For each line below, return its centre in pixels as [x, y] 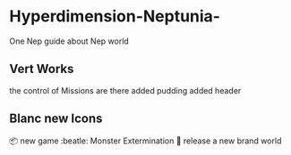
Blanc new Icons [56, 119]
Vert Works [42, 69]
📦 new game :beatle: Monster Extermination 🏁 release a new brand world [145, 141]
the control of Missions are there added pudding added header [125, 90]
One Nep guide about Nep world [69, 41]
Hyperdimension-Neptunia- [115, 16]
